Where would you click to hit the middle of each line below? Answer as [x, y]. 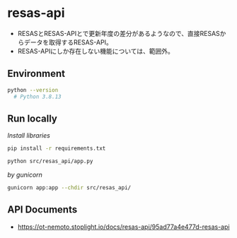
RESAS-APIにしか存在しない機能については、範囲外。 [96, 51]
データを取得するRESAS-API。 [68, 42]
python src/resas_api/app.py [50, 161]
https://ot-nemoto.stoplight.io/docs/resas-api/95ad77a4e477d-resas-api [123, 227]
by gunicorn [25, 175]
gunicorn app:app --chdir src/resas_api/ [69, 188]
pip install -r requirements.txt [57, 149]
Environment [36, 74]
